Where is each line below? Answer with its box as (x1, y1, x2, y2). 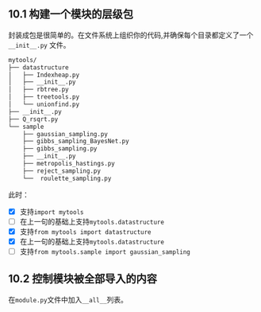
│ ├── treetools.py (8, 93, 80, 101)
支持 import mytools (19, 206, 85, 216)
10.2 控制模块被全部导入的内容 (8, 272, 157, 286)
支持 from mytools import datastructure (19, 226, 152, 236)
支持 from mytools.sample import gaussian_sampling (19, 246, 190, 256)
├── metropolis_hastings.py (22, 160, 115, 168)
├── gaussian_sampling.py (22, 130, 109, 138)
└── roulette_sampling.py (22, 174, 112, 182)
